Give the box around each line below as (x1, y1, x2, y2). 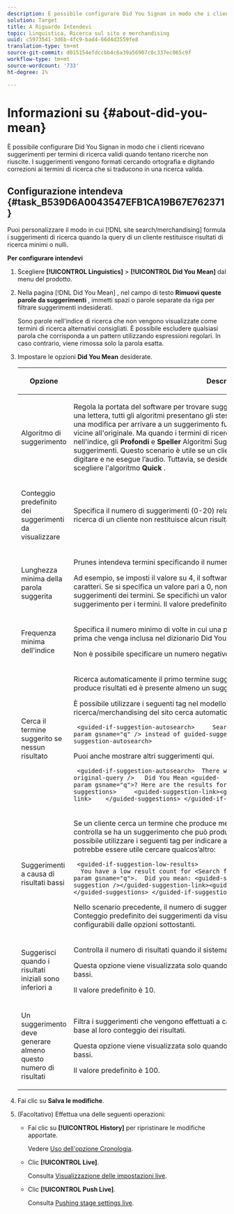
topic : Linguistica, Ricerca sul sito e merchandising (7, 29, 170, 37)
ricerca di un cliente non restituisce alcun (73, 515, 208, 525)
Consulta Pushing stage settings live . (27, 1199, 134, 1207)
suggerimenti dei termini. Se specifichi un (73, 591, 210, 601)
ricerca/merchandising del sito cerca (73, 708, 194, 717)
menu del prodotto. (17, 275, 73, 284)
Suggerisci (20, 948, 56, 958)
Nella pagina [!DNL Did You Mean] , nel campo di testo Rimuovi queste (17, 288, 221, 297)
